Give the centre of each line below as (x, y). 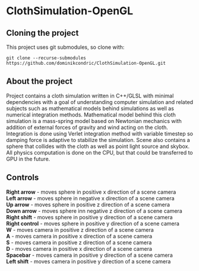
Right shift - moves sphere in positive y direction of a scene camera (90, 217)
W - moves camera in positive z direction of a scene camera (80, 229)
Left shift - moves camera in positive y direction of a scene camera (89, 261)
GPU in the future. (28, 159)
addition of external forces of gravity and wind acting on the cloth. (87, 127)
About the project (40, 81)
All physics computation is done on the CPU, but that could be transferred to (99, 152)
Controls (23, 177)
